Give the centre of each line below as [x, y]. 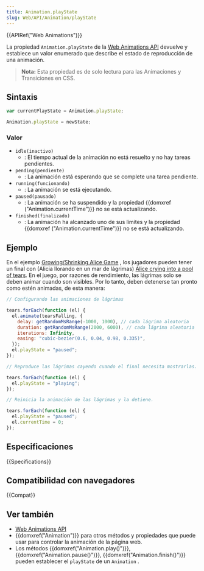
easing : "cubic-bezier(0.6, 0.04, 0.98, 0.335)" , [82, 338]
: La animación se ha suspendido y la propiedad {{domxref [98, 203]
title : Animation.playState [42, 12]
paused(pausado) [36, 197]
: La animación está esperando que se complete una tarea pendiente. [111, 177]
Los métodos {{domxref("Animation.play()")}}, [73, 548]
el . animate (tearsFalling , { [47, 316]
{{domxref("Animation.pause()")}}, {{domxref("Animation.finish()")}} [100, 555]
